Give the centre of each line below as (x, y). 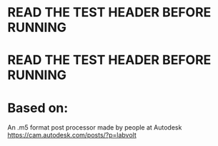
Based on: (38, 108)
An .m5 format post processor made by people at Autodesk (95, 127)
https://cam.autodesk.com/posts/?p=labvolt (72, 135)
